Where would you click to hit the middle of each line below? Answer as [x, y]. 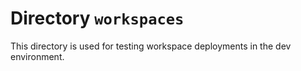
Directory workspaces [97, 18]
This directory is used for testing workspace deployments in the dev [151, 46]
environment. [37, 56]
